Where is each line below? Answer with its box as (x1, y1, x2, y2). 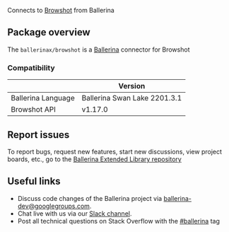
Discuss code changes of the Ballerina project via (17, 194, 163, 202)
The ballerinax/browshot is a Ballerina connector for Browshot (7, 45, 190, 54)
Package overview (7, 26, 90, 38)
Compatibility (7, 63, 55, 73)
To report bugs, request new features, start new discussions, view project (7, 147, 223, 156)
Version (118, 81, 146, 91)
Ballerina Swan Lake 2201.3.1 (81, 93, 182, 103)
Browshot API (11, 105, 57, 115)
